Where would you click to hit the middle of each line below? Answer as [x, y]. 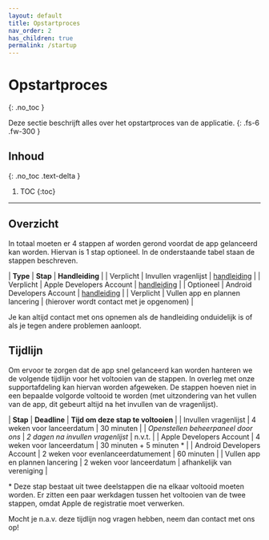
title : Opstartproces [44, 23]
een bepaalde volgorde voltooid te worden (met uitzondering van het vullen [132, 395]
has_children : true [41, 38]
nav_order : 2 [30, 30]
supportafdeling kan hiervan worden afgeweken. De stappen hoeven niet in [132, 387]
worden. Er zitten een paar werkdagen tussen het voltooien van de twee [127, 494]
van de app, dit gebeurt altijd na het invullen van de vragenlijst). [113, 404]
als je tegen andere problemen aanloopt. [75, 325]
